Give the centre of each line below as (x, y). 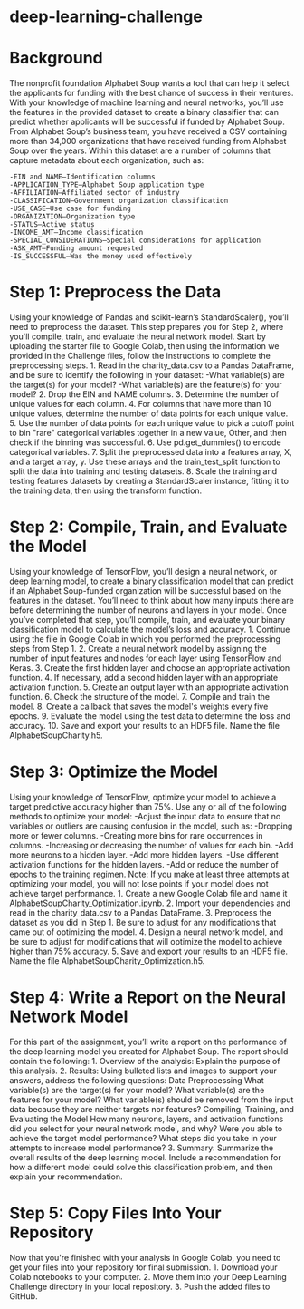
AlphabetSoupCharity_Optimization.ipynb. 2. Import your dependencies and (150, 903)
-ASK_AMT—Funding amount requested (76, 248)
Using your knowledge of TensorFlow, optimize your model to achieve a (143, 797)
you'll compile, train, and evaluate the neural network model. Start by (138, 336)
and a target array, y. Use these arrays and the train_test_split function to (145, 462)
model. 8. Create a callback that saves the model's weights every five (139, 706)
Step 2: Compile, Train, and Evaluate (148, 527)
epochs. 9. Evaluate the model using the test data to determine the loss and (150, 716)
